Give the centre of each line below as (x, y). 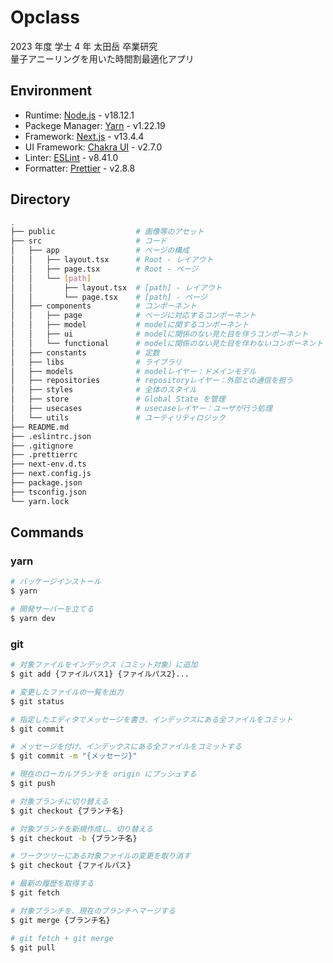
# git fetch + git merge (62, 938)
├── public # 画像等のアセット (107, 232)
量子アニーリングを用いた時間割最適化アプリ (102, 58)
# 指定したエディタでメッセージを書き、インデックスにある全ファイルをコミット (152, 719)
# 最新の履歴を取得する (52, 884)
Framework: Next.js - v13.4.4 (84, 136)
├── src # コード (89, 241)
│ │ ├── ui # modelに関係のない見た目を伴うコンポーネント (159, 334)
